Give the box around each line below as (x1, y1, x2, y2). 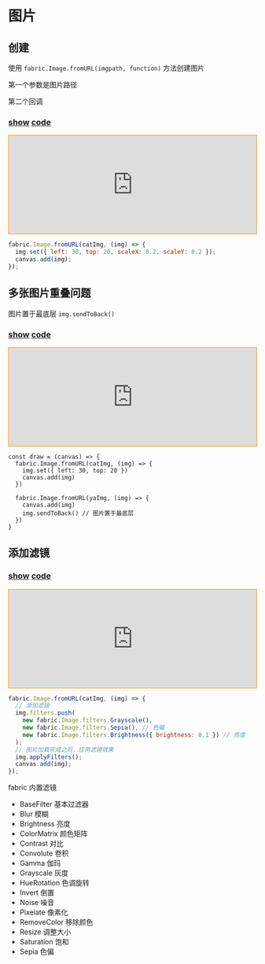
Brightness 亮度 (19, 819, 71, 829)
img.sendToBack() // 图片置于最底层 (22, 509, 134, 517)
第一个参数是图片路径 (8, 80, 77, 89)
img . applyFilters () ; (15, 752, 83, 761)
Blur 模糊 (19, 809, 49, 819)
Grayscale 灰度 (19, 868, 68, 878)
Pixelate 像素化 (19, 907, 68, 917)
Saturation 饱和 (19, 937, 69, 947)
